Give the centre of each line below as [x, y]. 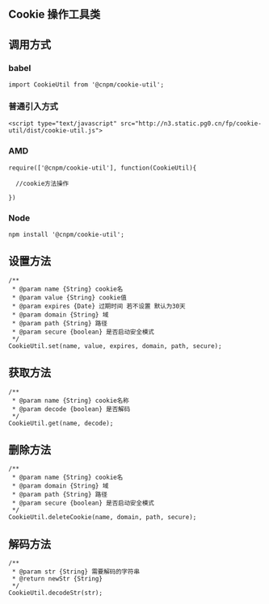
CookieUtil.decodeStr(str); [56, 593]
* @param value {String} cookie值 [69, 297]
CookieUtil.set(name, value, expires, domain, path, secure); [115, 346]
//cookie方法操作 [42, 183]
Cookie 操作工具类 [55, 15]
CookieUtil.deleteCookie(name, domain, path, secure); [103, 518]
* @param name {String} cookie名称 [70, 401]
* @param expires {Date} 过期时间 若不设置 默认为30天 [99, 306]
